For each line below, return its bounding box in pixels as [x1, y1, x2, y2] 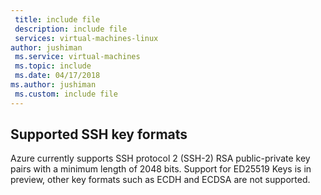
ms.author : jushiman [10, 80, 97, 90]
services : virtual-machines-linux [14, 33, 159, 43]
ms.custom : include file [14, 89, 118, 99]
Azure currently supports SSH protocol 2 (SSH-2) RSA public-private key [10, 152, 311, 165]
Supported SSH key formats [10, 126, 188, 143]
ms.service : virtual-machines [14, 52, 141, 62]
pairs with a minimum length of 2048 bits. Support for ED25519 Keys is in [10, 163, 312, 175]
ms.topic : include [14, 61, 92, 71]
